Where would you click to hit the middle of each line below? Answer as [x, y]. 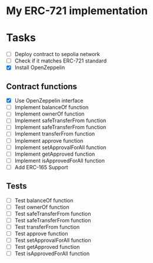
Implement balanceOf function [51, 107]
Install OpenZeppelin [40, 68]
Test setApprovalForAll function [53, 240]
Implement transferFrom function [55, 134]
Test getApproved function [47, 247]
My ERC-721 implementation [77, 11]
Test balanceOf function [44, 200]
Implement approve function [49, 140]
